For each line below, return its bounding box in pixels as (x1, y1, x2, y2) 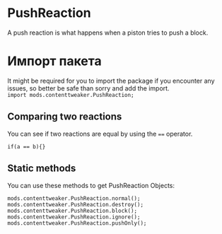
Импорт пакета (7, 53, 102, 69)
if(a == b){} (7, 143, 46, 150)
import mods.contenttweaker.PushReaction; (7, 91, 134, 98)
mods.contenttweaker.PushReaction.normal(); (7, 194, 141, 202)
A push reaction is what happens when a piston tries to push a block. (7, 28, 209, 37)
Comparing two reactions (7, 111, 122, 123)
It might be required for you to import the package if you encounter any (7, 76, 215, 85)
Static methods (7, 163, 76, 175)
